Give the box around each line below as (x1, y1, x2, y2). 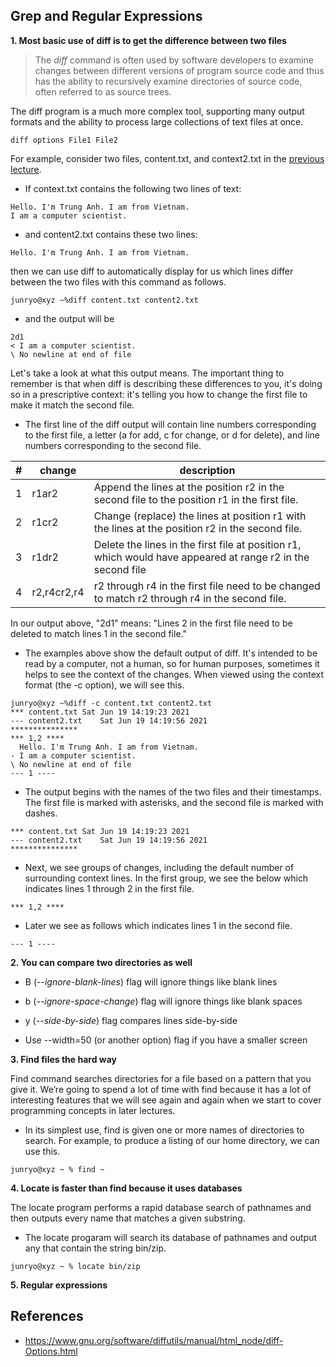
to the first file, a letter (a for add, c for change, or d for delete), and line (24, 429, 320, 441)
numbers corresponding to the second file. (24, 439, 202, 451)
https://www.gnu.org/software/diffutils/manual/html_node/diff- (24, 1334, 284, 1346)
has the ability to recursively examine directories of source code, (34, 75, 303, 87)
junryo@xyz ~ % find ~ (10, 1164, 105, 1174)
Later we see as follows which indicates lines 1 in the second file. (24, 919, 293, 931)
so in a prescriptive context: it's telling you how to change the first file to (10, 388, 308, 400)
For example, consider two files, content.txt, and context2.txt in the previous (10, 152, 325, 164)
